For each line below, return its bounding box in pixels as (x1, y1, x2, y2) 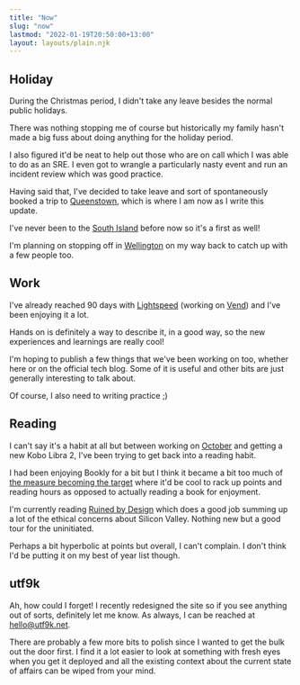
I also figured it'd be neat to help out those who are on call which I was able (9, 149, 289, 160)
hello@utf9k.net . (9, 618, 71, 630)
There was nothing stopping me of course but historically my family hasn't (9, 122, 285, 133)
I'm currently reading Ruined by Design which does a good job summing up (9, 503, 288, 514)
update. (9, 205, 38, 216)
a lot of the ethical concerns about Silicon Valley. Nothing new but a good (9, 513, 281, 524)
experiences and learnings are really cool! (9, 336, 164, 347)
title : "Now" (9, 13, 58, 23)
